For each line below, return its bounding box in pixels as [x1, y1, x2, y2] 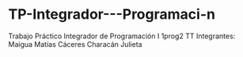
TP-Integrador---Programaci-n [8, 5, 216, 23]
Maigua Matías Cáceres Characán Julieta [8, 39, 142, 48]
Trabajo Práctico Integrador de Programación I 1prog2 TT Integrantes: [8, 31, 236, 41]
